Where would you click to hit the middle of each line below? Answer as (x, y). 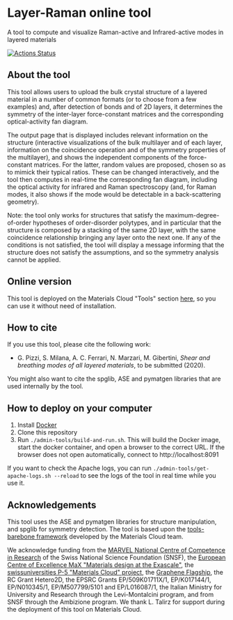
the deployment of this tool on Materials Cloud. (74, 609)
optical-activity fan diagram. (48, 121)
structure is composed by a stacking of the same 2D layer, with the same (112, 230)
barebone (21, 536)
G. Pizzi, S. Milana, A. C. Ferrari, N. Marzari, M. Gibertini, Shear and (114, 358)
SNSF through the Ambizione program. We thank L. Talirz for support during (116, 602)
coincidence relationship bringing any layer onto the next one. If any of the (114, 237)
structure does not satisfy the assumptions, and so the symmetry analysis (113, 252)
